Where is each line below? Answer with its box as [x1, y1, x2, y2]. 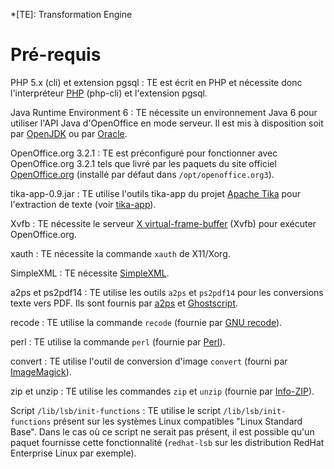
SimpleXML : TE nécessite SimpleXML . [10, 267, 170, 279]
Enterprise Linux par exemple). [10, 447, 137, 459]
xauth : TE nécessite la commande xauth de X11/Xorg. [10, 247, 231, 259]
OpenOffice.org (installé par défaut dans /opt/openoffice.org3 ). [10, 168, 275, 180]
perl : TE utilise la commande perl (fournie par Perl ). [10, 335, 226, 348]
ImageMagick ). [10, 365, 72, 378]
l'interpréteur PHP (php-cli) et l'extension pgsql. [10, 87, 208, 99]
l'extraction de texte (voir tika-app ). [10, 198, 157, 210]
